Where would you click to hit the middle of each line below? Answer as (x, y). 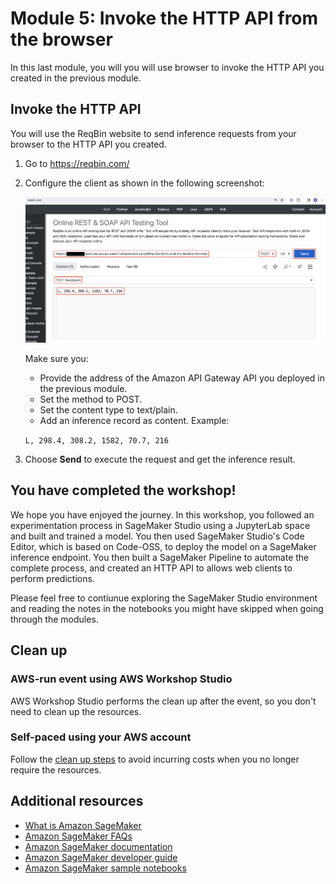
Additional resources (77, 801)
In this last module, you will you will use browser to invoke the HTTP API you (167, 67)
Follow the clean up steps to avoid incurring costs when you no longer (155, 759)
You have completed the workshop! (123, 490)
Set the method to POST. (91, 399)
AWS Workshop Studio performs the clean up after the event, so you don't (163, 701)
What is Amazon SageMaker (83, 825)
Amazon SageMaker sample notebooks (105, 868)
